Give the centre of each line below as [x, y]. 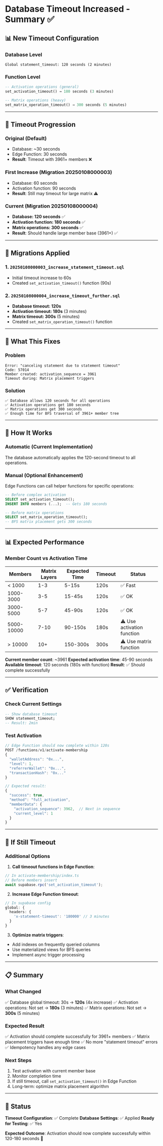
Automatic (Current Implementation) [49, 447]
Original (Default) [26, 138]
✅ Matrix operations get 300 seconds [44, 409]
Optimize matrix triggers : [38, 935]
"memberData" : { [26, 804]
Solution [15, 390]
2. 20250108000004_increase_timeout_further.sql [63, 295]
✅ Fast [128, 585]
